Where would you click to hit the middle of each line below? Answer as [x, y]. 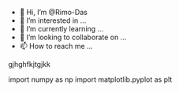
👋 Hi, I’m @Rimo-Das [54, 12]
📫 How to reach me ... [56, 46]
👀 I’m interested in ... [53, 20]
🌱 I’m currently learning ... [62, 29]
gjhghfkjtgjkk [30, 64]
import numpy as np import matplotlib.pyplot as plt [90, 79]
